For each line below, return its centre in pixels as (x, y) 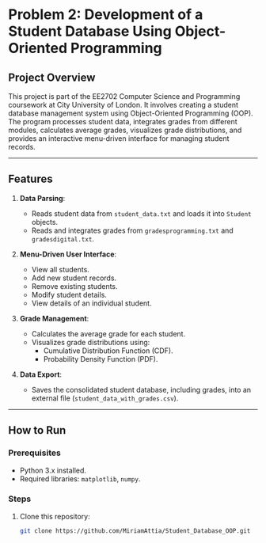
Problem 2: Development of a (106, 15)
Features (30, 179)
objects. (44, 222)
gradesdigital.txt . (63, 238)
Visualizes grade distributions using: (91, 342)
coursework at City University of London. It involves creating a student (123, 105)
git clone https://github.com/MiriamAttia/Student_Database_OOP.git (135, 531)
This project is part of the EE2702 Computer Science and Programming (124, 96)
